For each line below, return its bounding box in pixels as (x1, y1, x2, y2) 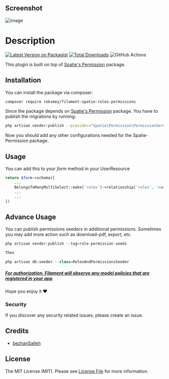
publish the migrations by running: (5, 113, 76, 120)
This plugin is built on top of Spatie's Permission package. (5, 61, 126, 67)
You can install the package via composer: (5, 89, 93, 95)
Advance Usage (5, 212, 56, 221)
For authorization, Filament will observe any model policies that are (5, 270, 150, 276)
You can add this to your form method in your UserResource (5, 166, 130, 172)
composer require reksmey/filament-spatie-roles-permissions (5, 99, 136, 104)
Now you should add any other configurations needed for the (5, 132, 132, 138)
